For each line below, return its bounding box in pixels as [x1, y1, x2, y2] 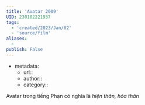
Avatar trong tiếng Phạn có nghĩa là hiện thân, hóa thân [6, 92, 139, 99]
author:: [23, 75, 43, 82]
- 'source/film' [11, 30, 51, 36]
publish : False [6, 47, 43, 52]
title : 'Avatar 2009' [6, 8, 59, 15]
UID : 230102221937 [6, 14, 51, 20]
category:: [23, 81, 49, 88]
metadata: [14, 62, 39, 69]
